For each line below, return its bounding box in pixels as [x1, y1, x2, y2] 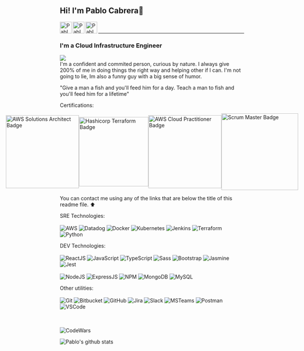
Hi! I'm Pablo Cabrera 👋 [60, 6, 144, 16]
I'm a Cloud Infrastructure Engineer [60, 41, 163, 50]
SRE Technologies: [60, 213, 105, 220]
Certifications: [60, 102, 94, 109]
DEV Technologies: [60, 242, 106, 249]
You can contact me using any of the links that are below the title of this [60, 195, 233, 202]
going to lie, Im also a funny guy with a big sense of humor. [60, 73, 202, 80]
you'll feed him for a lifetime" [60, 91, 130, 98]
